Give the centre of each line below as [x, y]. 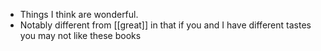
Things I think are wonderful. [79, 14]
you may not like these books [80, 35]
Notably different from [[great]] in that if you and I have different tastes [165, 25]
